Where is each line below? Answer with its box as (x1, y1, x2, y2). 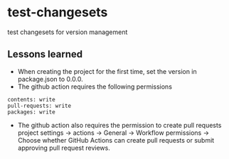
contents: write (7, 96, 55, 103)
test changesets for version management (7, 28, 128, 36)
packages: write (7, 108, 55, 116)
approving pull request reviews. (17, 143, 110, 152)
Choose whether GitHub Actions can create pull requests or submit (17, 136, 215, 144)
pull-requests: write (7, 102, 72, 109)
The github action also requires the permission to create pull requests (17, 121, 222, 129)
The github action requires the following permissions (17, 82, 173, 91)
